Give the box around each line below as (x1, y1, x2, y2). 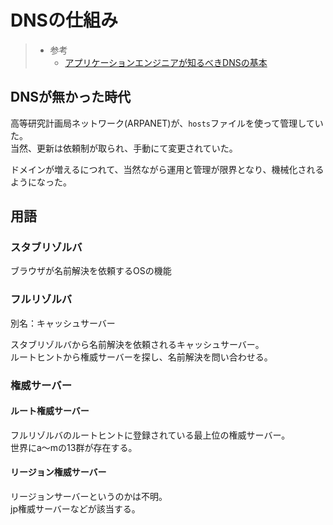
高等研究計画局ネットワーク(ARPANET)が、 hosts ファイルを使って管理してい (10, 117, 324, 129)
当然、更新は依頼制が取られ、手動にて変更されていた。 (10, 142, 238, 154)
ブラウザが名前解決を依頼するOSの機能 (10, 265, 172, 277)
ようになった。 (10, 176, 72, 188)
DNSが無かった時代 (10, 89, 131, 106)
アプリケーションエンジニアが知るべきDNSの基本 (64, 56, 268, 68)
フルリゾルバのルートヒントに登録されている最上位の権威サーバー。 (10, 429, 291, 441)
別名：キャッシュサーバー (10, 317, 116, 329)
